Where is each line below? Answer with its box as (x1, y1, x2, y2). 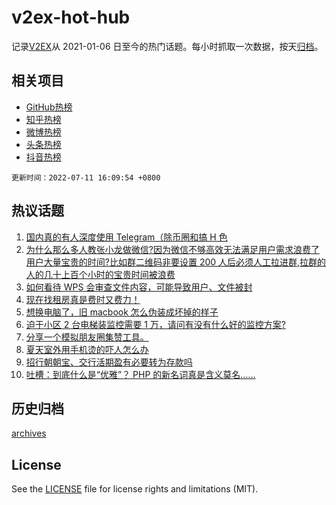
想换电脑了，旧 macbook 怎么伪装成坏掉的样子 (25, 306, 219, 318)
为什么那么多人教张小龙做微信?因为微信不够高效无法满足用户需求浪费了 (25, 243, 320, 255)
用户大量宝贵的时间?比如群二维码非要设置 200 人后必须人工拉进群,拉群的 (25, 256, 327, 268)
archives (11, 427, 47, 440)
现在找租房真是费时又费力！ (25, 293, 141, 305)
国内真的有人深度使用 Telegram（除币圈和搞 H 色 (25, 231, 228, 243)
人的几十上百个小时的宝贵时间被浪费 (25, 268, 176, 280)
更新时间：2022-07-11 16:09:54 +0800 (11, 172, 161, 183)
